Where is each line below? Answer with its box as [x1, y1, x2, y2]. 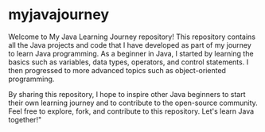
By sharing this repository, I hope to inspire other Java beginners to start [8, 89, 246, 99]
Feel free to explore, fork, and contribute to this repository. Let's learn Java [8, 106, 255, 116]
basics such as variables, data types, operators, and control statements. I [8, 57, 249, 67]
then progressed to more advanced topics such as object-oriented [8, 65, 227, 75]
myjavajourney [8, 6, 110, 24]
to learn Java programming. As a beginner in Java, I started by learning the [8, 49, 254, 58]
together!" [8, 115, 42, 124]
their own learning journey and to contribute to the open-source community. [8, 98, 259, 107]
